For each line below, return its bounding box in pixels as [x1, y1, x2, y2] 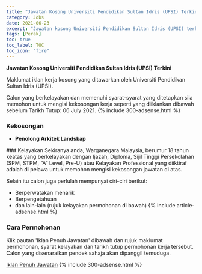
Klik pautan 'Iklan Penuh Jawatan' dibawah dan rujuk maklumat [6, 237, 164, 244]
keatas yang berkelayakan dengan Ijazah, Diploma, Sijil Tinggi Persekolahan [6, 153, 194, 161]
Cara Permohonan [6, 223, 61, 231]
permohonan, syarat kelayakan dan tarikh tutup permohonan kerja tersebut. [6, 243, 194, 251]
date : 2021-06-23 [6, 20, 50, 26]
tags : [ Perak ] [6, 31, 42, 37]
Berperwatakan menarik [14, 189, 75, 197]
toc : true [6, 37, 31, 43]
